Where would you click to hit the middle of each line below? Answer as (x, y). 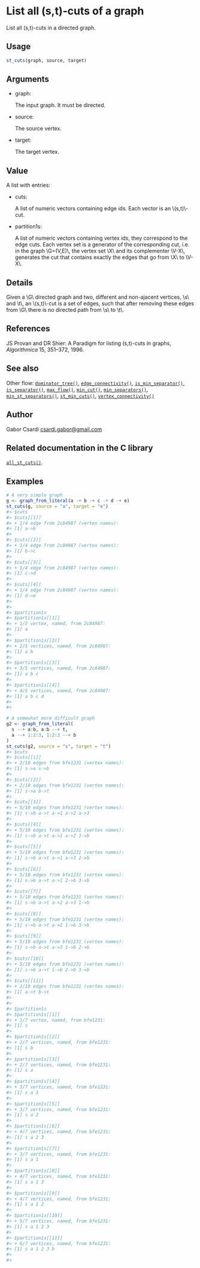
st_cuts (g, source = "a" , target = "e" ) (57, 506)
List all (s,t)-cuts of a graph (75, 11)
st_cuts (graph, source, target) (46, 60)
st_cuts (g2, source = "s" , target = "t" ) (59, 746)
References (28, 329)
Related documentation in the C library (80, 448)
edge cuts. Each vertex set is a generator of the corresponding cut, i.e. (102, 245)
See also (22, 369)
